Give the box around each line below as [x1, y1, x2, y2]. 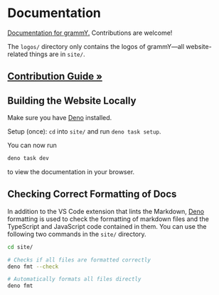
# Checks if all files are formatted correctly [7, 256, 151, 264]
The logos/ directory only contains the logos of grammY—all [7, 42, 185, 50]
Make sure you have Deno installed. [7, 114, 112, 122]
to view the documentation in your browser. [7, 168, 135, 176]
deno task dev [7, 155, 50, 162]
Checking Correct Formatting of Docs [7, 188, 177, 200]
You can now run [7, 141, 57, 150]
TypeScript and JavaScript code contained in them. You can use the [7, 222, 207, 230]
